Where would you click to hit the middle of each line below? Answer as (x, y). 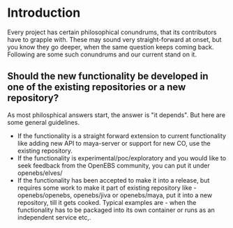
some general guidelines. (44, 122)
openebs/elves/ (40, 173)
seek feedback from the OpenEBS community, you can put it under (114, 165)
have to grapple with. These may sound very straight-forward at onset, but (114, 39)
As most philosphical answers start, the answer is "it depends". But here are (116, 115)
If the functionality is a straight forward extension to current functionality (122, 136)
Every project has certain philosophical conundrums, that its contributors (112, 32)
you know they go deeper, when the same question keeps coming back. (111, 47)
